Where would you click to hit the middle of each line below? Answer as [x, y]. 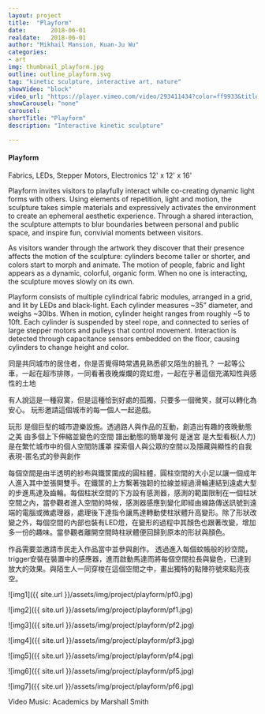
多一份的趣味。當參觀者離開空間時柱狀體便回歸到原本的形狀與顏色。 [119, 532]
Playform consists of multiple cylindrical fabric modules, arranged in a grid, [130, 296]
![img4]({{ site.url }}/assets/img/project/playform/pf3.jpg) [101, 640]
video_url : [26, 96]
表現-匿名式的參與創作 [45, 456]
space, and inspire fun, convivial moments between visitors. [106, 232]
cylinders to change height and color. [69, 347]
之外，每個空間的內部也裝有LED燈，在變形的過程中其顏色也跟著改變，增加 [135, 522]
